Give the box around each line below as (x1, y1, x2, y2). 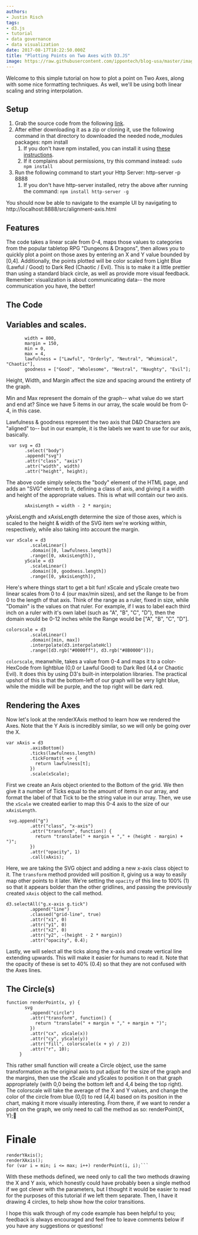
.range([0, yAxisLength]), (29, 573, 96, 580)
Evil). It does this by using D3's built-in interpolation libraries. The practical (6, 670, 187, 678)
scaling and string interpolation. (6, 87, 83, 94)
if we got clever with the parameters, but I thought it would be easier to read (6, 1185, 191, 1192)
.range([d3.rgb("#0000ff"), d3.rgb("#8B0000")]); (29, 647, 154, 654)
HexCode (6, 664, 29, 672)
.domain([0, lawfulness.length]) (29, 548, 112, 554)
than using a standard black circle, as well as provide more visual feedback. (6, 270, 190, 277)
